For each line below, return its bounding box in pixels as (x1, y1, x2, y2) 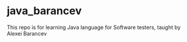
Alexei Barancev (7, 30, 47, 37)
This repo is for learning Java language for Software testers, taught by (7, 24, 181, 31)
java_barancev (7, 4, 82, 18)
